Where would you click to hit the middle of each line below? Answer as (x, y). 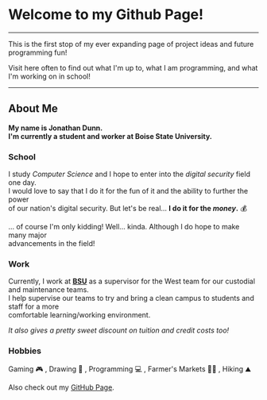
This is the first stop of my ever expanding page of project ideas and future (131, 44)
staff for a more (34, 306)
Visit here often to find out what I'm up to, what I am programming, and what (133, 67)
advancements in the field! (52, 244)
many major (28, 235)
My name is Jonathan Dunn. (56, 128)
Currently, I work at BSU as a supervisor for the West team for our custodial (132, 281)
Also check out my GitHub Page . (62, 387)
